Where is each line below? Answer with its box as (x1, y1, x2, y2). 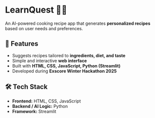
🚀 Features (5, 40, 39, 48)
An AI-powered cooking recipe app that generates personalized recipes (5, 20, 151, 26)
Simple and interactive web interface (12, 58, 87, 64)
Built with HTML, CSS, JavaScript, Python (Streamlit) (12, 63, 121, 68)
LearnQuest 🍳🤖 (5, 4, 67, 16)
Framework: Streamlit (12, 108, 57, 114)
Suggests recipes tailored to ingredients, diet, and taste (12, 52, 126, 58)
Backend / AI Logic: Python (12, 103, 68, 109)
